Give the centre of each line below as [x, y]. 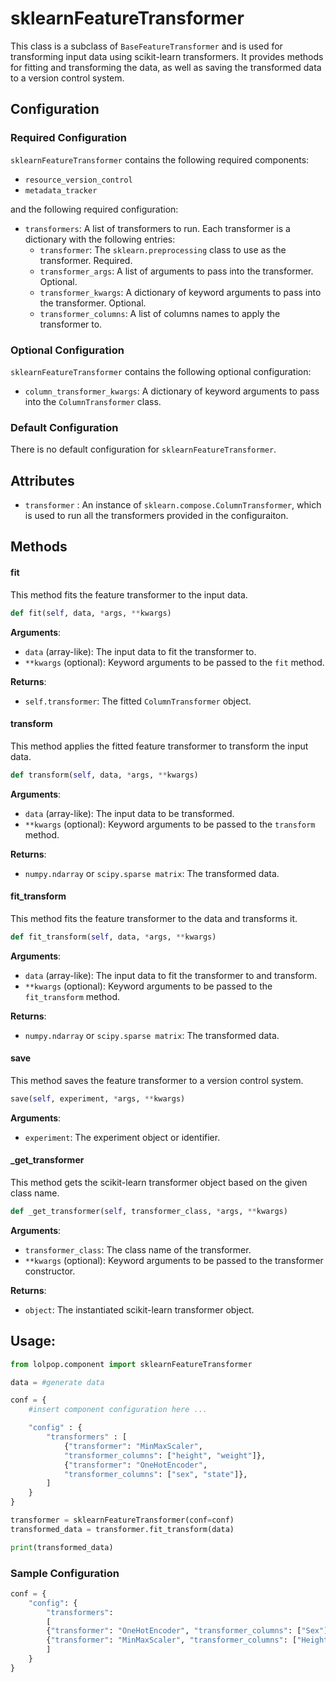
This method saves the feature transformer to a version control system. [157, 1080]
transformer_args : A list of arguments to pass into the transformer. [176, 271]
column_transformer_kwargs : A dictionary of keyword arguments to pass [172, 391]
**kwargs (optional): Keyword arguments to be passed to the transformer [174, 1260]
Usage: [33, 1341]
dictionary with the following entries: [100, 239]
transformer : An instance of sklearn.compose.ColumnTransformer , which [173, 505]
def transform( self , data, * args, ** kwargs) [104, 775]
